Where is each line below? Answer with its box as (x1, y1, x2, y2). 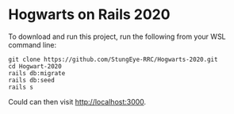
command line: (8, 40, 57, 49)
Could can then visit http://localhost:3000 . (8, 97, 147, 106)
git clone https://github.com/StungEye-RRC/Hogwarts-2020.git (8, 55, 218, 63)
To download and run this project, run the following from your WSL (8, 32, 226, 41)
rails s (8, 83, 34, 91)
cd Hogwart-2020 (8, 62, 62, 70)
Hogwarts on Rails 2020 (8, 6, 171, 24)
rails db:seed (8, 76, 56, 84)
